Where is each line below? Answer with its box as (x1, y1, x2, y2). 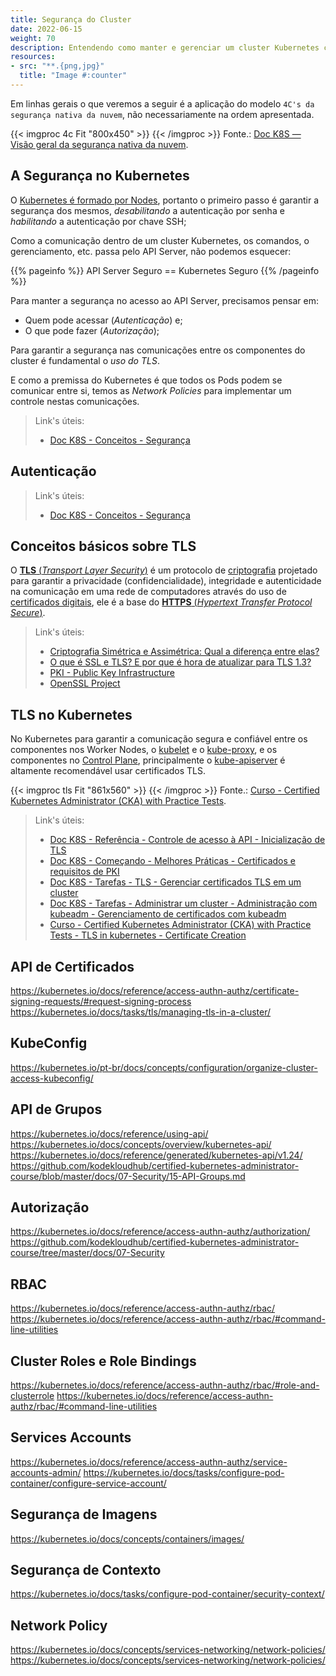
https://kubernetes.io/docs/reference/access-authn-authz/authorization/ (10, 1226, 311, 1238)
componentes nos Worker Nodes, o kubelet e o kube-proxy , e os (10, 744, 278, 756)
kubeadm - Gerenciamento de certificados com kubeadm (49, 908, 287, 920)
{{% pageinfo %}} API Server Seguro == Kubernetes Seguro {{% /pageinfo (10, 264, 320, 276)
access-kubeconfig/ (10, 1072, 94, 1084)
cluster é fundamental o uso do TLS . (10, 354, 160, 366)
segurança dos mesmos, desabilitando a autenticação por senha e (10, 204, 285, 216)
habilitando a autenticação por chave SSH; (10, 215, 187, 227)
